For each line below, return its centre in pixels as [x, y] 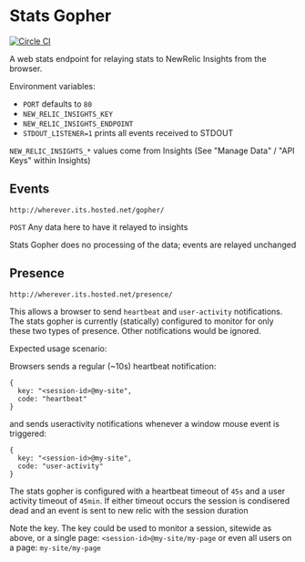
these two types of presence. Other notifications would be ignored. [135, 330]
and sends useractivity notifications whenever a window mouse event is [145, 423]
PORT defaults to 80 [57, 104]
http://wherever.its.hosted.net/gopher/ [87, 210]
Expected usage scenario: [58, 349]
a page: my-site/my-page [56, 547]
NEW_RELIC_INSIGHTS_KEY [68, 114]
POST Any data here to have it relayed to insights [99, 227]
